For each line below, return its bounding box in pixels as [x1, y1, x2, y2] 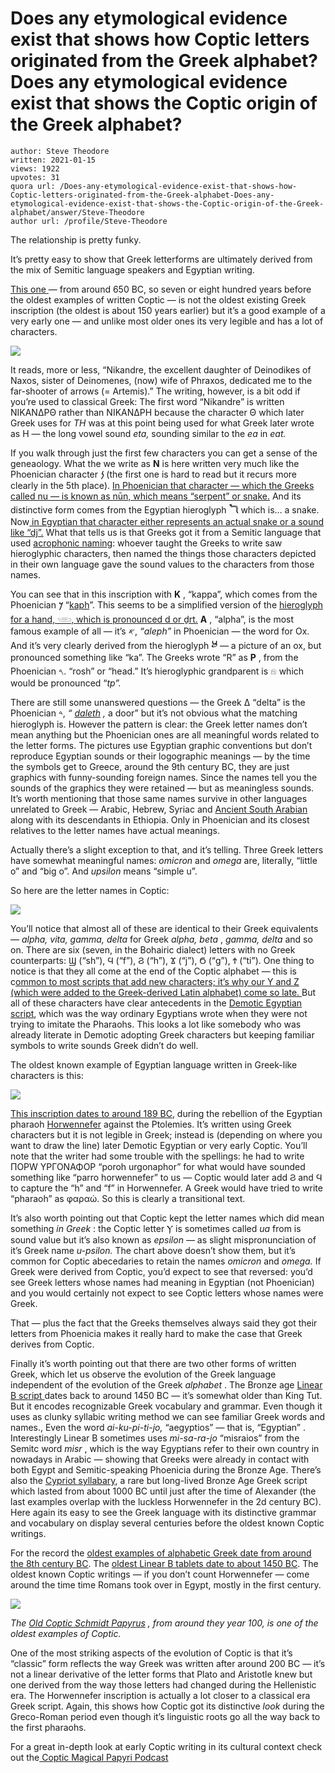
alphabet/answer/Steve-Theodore [10, 207, 145, 217]
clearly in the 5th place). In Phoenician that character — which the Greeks [10, 479, 315, 491]
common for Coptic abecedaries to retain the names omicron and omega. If [10, 1255, 322, 1267]
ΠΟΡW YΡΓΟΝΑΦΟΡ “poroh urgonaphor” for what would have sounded [10, 1160, 306, 1172]
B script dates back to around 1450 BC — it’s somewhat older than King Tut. [10, 1389, 323, 1401]
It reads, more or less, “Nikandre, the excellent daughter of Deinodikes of [10, 363, 312, 376]
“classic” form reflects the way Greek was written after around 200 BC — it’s [10, 1657, 326, 1669]
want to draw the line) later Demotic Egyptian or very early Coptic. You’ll [10, 1139, 308, 1151]
